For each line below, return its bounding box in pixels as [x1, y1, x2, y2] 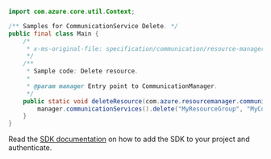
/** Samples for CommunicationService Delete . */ [8, 22, 179, 30]
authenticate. [8, 143, 52, 153]
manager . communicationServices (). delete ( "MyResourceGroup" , [37, 105, 244, 113]
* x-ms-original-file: [26, 44, 103, 52]
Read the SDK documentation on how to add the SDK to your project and [8, 134, 250, 144]
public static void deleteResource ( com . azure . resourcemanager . [23, 97, 240, 105]
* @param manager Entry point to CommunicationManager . [26, 82, 219, 90]
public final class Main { [8, 29, 99, 38]
